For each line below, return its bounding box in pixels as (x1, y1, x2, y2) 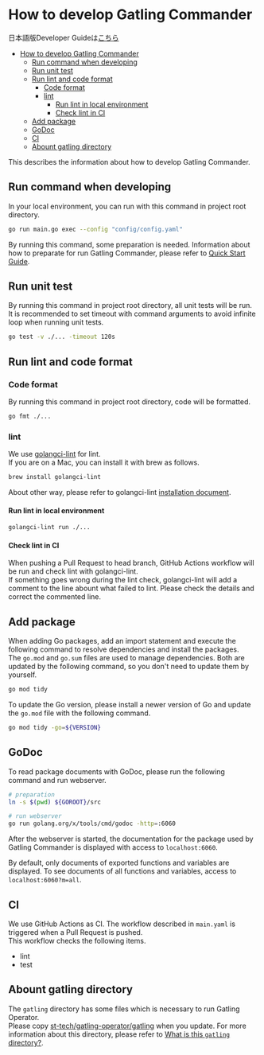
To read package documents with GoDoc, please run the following (8, 766, 225, 777)
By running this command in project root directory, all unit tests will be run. (8, 301, 253, 310)
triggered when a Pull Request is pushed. (8, 928, 143, 937)
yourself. (8, 670, 37, 679)
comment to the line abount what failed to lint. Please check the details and (8, 583, 254, 594)
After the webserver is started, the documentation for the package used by (8, 834, 254, 844)
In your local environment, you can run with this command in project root (8, 201, 247, 211)
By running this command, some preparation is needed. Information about (8, 239, 250, 249)
